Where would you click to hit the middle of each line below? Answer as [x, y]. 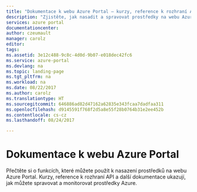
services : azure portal [35, 22]
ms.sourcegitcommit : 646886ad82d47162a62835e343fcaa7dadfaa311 [85, 104]
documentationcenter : [33, 28]
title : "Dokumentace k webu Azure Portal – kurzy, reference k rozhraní [97, 11]
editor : [16, 44]
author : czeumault [28, 33]
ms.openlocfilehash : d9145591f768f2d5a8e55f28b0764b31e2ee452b [85, 109]
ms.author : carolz [28, 93]
